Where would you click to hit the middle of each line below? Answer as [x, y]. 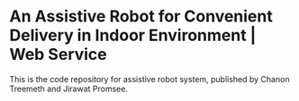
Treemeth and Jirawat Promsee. [69, 88]
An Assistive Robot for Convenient [141, 17]
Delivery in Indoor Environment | [133, 35]
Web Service [59, 55]
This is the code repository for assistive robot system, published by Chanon [149, 79]
